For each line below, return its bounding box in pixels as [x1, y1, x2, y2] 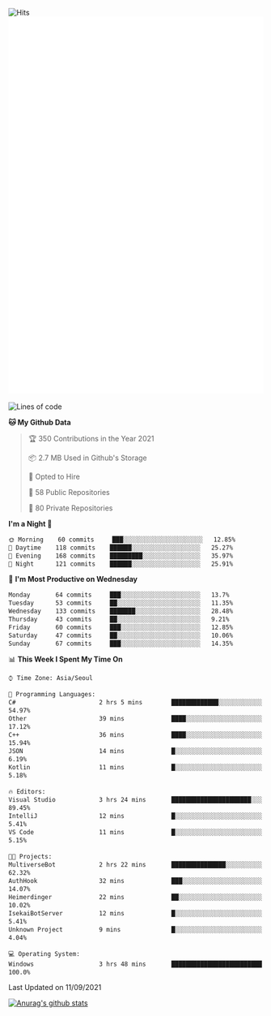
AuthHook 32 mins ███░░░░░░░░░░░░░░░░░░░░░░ [8, 876, 263, 885]
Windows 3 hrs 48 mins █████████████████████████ [8, 960, 263, 968]
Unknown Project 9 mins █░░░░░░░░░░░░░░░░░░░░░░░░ [8, 925, 263, 933]
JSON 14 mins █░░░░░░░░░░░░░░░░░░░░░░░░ [8, 747, 263, 755]
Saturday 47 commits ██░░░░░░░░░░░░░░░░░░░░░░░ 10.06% [8, 631, 233, 639]
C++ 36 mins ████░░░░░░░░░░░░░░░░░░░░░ [8, 730, 263, 738]
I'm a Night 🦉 [8, 519, 53, 528]
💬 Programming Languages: [8, 690, 95, 698]
